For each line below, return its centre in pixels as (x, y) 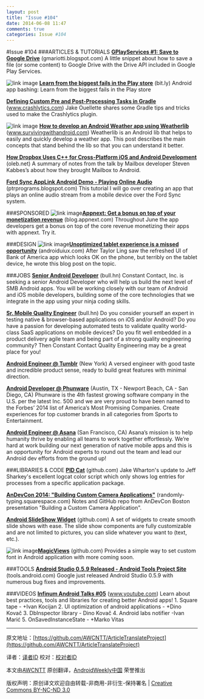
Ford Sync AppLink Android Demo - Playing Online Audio (80, 182)
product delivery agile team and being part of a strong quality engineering (99, 339)
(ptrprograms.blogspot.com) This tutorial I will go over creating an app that (100, 189)
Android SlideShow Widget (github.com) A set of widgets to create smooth (101, 520)
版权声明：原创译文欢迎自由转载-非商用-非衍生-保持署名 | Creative (90, 683)
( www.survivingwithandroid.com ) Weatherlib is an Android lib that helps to (99, 133)
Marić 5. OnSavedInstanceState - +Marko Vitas (65, 620)
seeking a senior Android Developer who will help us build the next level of (100, 282)
